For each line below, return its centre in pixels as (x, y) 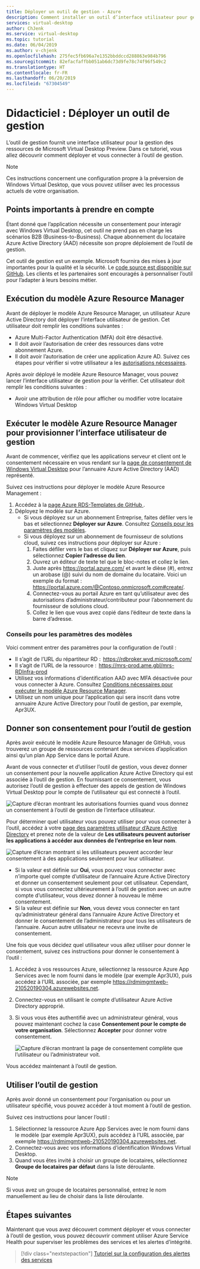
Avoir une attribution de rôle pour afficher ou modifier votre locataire (99, 398)
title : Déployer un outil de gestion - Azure (63, 12)
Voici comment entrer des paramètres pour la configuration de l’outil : (91, 647)
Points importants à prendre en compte (80, 210)
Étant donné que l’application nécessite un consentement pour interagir (94, 224)
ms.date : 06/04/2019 (32, 45)
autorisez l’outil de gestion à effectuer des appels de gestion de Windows (96, 786)
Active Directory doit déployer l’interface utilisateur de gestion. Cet (88, 319)
